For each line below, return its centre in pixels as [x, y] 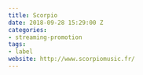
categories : [27, 30]
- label [21, 52]
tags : [17, 45]
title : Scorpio [33, 15]
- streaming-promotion [45, 37]
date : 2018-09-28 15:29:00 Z [56, 23]
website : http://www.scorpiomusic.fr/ [71, 59]
